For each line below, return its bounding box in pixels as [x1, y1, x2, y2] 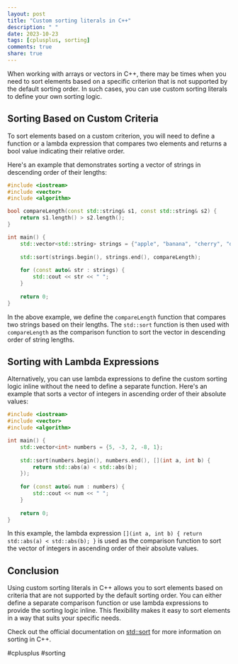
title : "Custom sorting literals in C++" [7, 17, 132, 24]
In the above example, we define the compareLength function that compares [7, 312, 227, 321]
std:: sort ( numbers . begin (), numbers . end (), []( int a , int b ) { [20, 457, 211, 464]
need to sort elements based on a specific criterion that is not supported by [7, 77, 228, 85]
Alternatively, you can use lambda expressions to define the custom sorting [7, 374, 228, 383]
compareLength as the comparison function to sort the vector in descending [7, 327, 225, 336]
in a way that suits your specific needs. [7, 614, 122, 622]
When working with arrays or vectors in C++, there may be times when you [7, 69, 227, 78]
